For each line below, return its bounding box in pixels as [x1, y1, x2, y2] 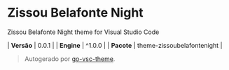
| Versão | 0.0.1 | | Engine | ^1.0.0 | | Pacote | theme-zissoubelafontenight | [7, 41, 223, 49]
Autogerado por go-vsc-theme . [24, 54, 116, 63]
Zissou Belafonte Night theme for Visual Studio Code [7, 28, 160, 36]
